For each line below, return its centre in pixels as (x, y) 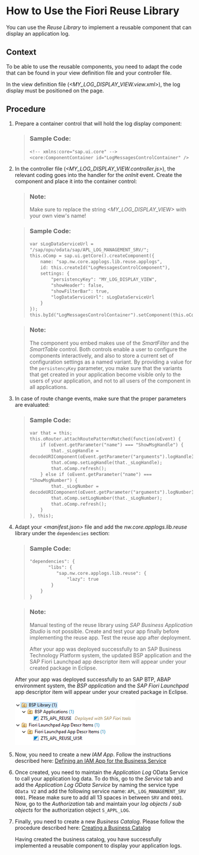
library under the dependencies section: (62, 533)
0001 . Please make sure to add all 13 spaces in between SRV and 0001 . (99, 797)
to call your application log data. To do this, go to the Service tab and (99, 778)
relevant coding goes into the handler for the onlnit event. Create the (98, 175)
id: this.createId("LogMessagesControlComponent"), (105, 268)
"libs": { (60, 568)
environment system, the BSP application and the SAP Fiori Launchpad (102, 686)
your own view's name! (58, 216)
